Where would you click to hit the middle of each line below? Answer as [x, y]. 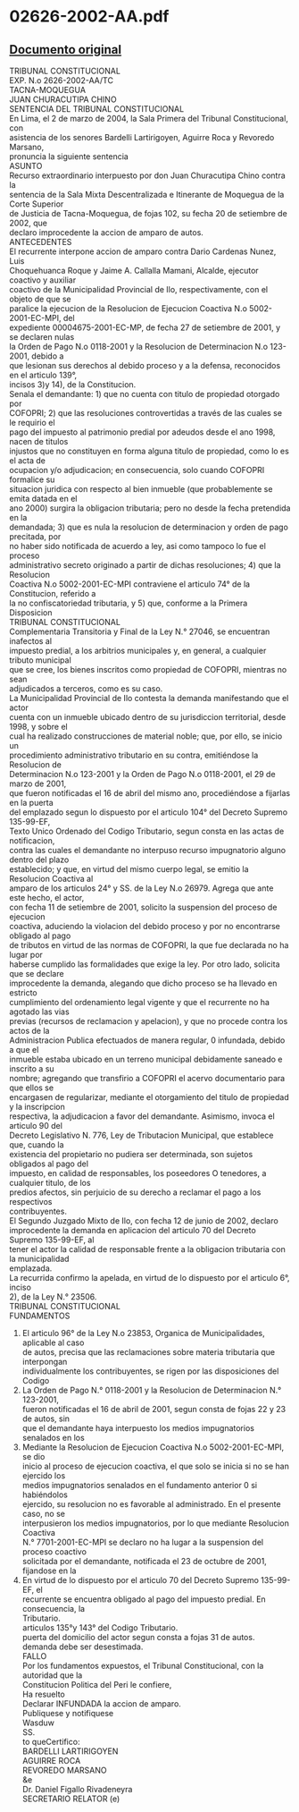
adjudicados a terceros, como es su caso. [86, 689]
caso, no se [43, 1514]
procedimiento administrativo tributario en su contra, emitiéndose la [134, 755]
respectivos [31, 1202]
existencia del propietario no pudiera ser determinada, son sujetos [131, 1154]
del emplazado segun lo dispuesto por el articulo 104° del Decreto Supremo [149, 812]
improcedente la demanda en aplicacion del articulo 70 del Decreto [133, 1230]
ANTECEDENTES [41, 242]
